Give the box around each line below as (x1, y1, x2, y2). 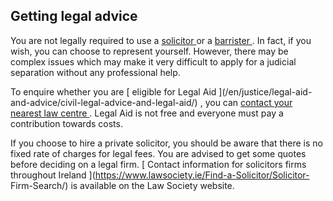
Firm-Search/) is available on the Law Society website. (10, 179, 235, 191)
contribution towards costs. (10, 117, 123, 129)
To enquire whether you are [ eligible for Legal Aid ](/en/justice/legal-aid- (10, 85, 313, 98)
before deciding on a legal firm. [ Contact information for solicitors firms (10, 158, 307, 170)
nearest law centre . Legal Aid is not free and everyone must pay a (10, 107, 284, 119)
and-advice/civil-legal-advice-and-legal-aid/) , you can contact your (10, 96, 293, 108)
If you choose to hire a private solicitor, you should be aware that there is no (10, 137, 323, 149)
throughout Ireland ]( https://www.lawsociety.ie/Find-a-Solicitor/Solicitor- (10, 169, 310, 181)
